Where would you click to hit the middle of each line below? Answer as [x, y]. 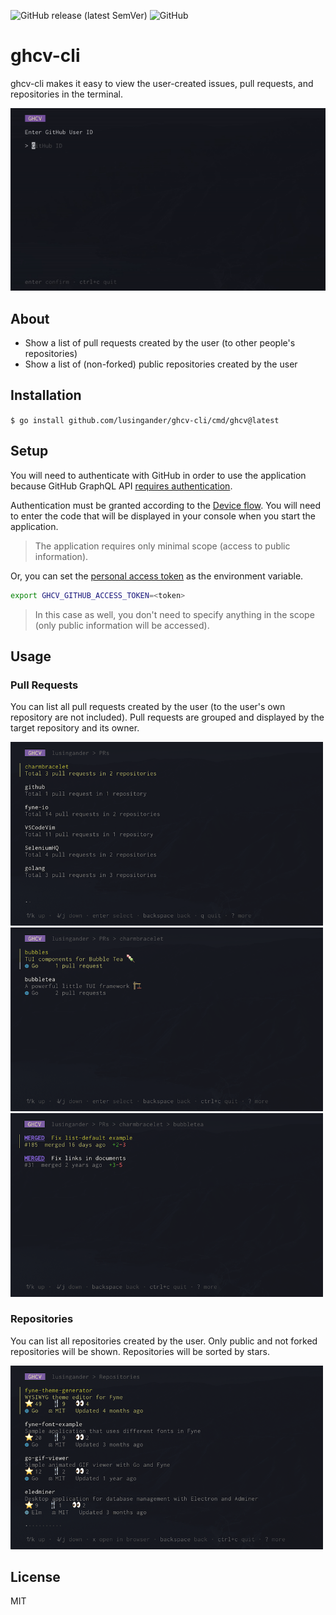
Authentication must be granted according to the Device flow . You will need [166, 505]
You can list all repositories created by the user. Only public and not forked [164, 1341]
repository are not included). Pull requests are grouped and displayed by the [167, 717]
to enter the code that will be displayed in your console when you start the [163, 516]
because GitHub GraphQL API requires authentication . [121, 486]
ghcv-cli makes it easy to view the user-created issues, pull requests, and [162, 83]
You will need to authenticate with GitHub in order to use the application [158, 475]
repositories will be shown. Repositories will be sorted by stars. [140, 1351]
